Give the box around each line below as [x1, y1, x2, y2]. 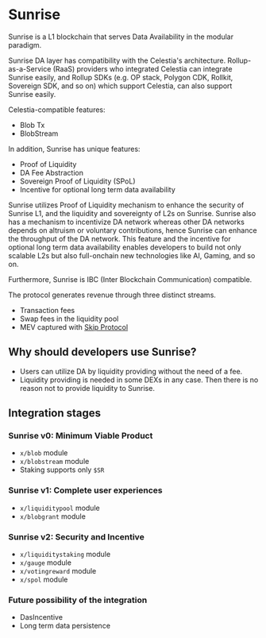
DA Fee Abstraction [19, 168, 83, 177]
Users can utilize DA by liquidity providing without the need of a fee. [19, 366, 243, 376]
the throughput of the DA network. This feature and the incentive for [8, 234, 232, 243]
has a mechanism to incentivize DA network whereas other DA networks [8, 217, 245, 226]
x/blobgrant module [19, 511, 86, 521]
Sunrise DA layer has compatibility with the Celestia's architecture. [8, 56, 226, 65]
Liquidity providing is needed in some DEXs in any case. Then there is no [19, 375, 259, 385]
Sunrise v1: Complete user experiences [8, 485, 163, 496]
